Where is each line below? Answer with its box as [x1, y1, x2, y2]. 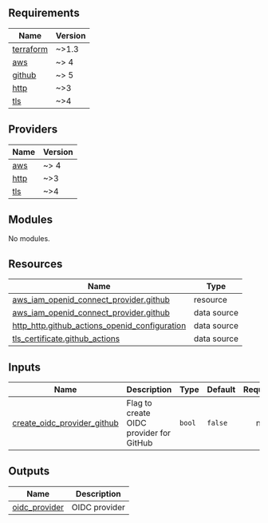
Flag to [126, 398, 153, 409]
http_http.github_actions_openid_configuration [12, 320, 187, 331]
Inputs [8, 360, 41, 374]
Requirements [8, 6, 80, 20]
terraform [12, 43, 49, 54]
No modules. [8, 234, 50, 244]
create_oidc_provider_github [12, 418, 120, 429]
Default [207, 384, 236, 395]
